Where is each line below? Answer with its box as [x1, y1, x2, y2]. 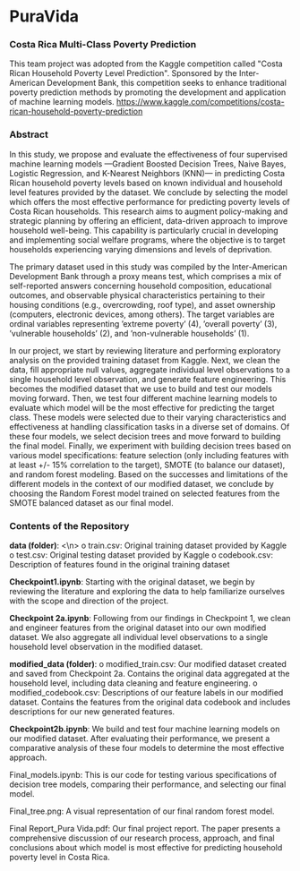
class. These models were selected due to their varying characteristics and [9, 412, 287, 423]
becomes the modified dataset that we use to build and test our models [9, 383, 273, 394]
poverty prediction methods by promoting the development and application [9, 87, 287, 98]
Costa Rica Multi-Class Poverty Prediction [9, 38, 197, 51]
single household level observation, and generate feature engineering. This [9, 373, 287, 384]
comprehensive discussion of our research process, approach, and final [9, 833, 275, 843]
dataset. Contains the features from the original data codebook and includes [9, 696, 291, 708]
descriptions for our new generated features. [9, 706, 176, 717]
